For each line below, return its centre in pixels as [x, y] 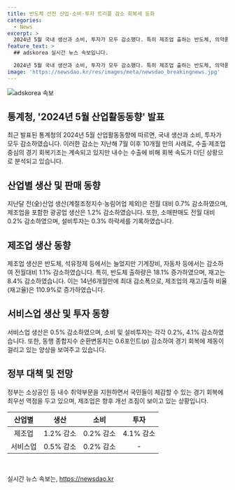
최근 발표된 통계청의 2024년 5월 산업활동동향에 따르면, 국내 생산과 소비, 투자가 [114, 135]
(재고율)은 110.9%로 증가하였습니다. [56, 290]
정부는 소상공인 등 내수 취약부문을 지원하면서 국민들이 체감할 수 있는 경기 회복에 [115, 392]
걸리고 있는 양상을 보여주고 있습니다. [57, 349]
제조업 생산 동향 [39, 245]
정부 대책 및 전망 [40, 374]
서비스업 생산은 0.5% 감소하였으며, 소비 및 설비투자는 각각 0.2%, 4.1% [104, 332]
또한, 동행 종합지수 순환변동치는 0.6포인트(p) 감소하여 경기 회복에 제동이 [126, 341]
